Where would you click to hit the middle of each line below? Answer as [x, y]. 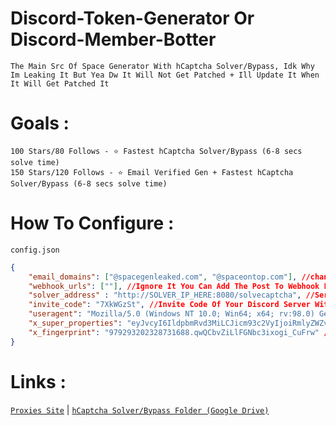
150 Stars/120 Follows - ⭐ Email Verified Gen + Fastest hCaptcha [152, 172]
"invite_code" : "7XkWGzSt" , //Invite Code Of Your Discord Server [169, 305]
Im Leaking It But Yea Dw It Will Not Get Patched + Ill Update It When [165, 75]
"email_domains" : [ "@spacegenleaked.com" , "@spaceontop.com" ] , [163, 277]
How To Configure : [92, 223]
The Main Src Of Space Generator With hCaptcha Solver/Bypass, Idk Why [162, 66]
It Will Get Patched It [60, 83]
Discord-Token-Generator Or [132, 18]
